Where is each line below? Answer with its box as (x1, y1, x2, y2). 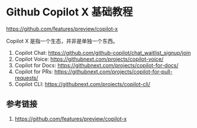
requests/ (14, 74, 38, 81)
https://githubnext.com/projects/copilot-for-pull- (54, 68, 173, 75)
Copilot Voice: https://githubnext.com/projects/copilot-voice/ (14, 55, 164, 63)
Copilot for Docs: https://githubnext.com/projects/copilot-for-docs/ (14, 61, 179, 68)
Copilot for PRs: (14, 68, 53, 75)
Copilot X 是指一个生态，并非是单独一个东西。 (6, 37, 118, 44)
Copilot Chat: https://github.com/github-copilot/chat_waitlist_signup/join (14, 49, 191, 56)
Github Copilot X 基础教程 (6, 5, 133, 19)
